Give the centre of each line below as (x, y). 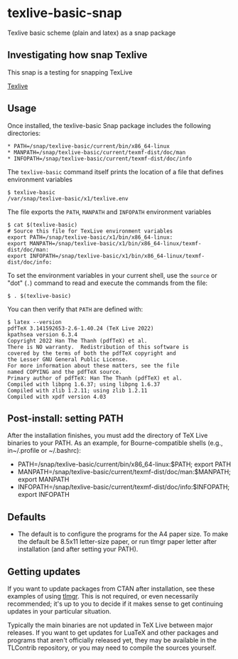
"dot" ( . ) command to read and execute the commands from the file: (108, 283)
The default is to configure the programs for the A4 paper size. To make (123, 534)
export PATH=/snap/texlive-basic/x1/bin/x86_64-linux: (90, 237)
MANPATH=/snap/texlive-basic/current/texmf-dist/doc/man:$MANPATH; (124, 472)
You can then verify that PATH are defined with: (75, 309)
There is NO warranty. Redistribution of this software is (98, 347)
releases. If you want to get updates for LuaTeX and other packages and (113, 633)
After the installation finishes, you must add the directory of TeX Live (108, 436)
